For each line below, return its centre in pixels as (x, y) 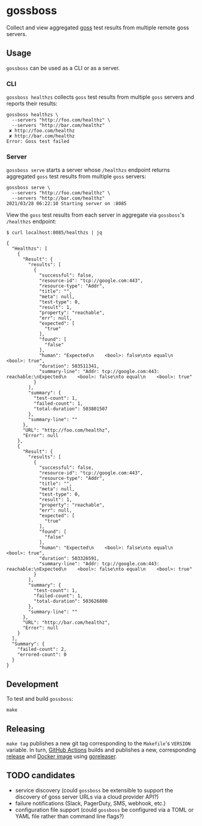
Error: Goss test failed (38, 142)
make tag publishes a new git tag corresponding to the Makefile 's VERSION (99, 743)
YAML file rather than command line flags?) (70, 816)
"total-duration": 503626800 (70, 601)
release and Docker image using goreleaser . (62, 756)
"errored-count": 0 (42, 655)
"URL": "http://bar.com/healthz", (67, 623)
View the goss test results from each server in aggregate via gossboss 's (96, 215)
